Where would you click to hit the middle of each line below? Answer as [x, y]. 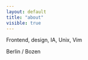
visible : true [24, 23]
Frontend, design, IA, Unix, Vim [44, 40]
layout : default [26, 12]
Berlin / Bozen [23, 52]
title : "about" [25, 17]
